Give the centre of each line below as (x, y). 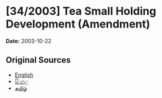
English (24, 75)
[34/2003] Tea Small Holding (81, 11)
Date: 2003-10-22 (29, 41)
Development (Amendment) (78, 24)
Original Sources (38, 60)
